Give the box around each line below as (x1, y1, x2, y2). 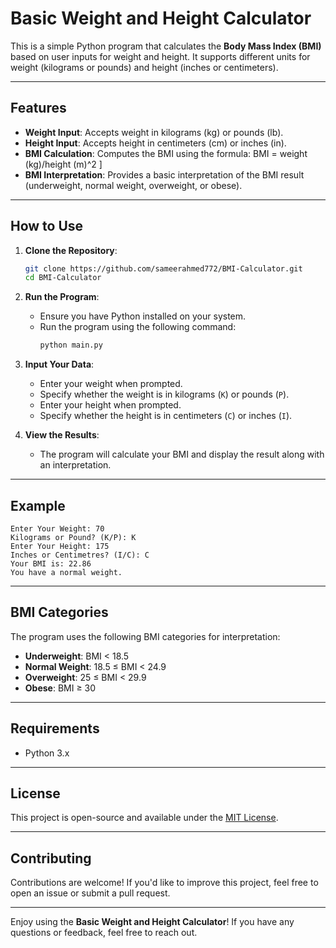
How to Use (10, 218, 84, 235)
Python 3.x (24, 747, 70, 759)
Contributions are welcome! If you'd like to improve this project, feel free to (10, 877, 319, 889)
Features (10, 100, 67, 117)
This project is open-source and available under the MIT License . (10, 812, 279, 824)
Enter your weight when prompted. (39, 378, 183, 390)
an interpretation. (39, 459, 112, 471)
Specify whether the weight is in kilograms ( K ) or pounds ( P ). (39, 388, 290, 401)
